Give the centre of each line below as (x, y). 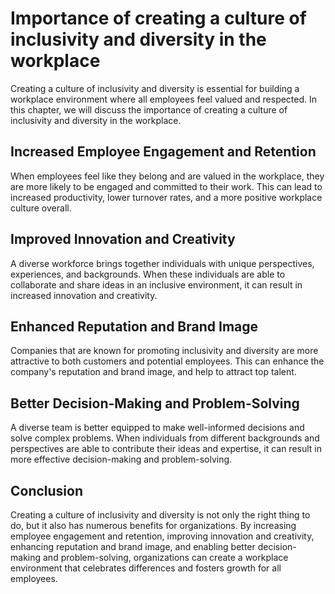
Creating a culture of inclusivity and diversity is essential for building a (155, 88)
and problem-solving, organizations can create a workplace (165, 557)
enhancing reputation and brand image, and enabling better (133, 546)
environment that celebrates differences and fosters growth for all (146, 568)
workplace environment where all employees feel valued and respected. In (164, 99)
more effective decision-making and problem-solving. (121, 459)
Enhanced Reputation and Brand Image (134, 326)
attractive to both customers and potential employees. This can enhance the (167, 361)
